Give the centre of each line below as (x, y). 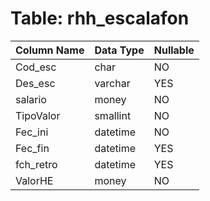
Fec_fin (32, 148)
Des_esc (35, 83)
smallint (113, 115)
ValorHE (34, 180)
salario (31, 99)
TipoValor (38, 115)
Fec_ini (32, 132)
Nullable (174, 50)
